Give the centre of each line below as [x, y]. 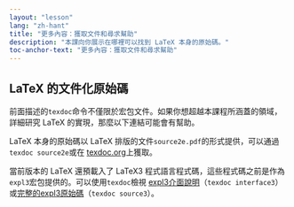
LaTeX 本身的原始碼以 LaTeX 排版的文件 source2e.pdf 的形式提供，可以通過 [144, 141]
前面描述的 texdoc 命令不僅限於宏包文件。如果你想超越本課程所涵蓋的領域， [146, 111]
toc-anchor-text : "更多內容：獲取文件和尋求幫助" [93, 50]
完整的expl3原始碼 [51, 193]
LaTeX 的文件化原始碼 [69, 88]
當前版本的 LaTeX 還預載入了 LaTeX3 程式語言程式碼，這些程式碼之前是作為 [147, 171]
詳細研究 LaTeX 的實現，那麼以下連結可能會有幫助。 [104, 122]
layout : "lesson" [41, 17]
